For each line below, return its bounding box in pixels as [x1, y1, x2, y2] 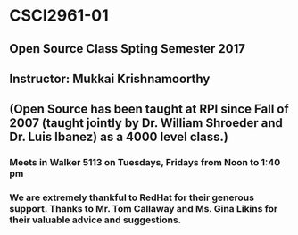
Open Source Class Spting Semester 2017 [9, 41, 246, 56]
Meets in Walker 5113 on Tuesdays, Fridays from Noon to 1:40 [9, 156, 281, 169]
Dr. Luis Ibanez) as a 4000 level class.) [9, 130, 229, 145]
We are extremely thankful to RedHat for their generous [9, 191, 254, 204]
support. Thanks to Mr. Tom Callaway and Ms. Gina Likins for [9, 203, 278, 215]
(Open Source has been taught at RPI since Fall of [9, 102, 290, 117]
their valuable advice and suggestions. [9, 214, 182, 226]
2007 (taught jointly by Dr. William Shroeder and [9, 115, 284, 130]
